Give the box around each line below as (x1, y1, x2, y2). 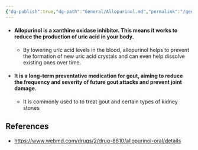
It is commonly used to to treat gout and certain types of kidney (22, 98, 178, 105)
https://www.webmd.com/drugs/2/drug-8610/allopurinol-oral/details (14, 137, 181, 144)
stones (22, 105, 40, 112)
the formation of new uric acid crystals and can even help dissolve (22, 53, 186, 60)
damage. (14, 85, 37, 92)
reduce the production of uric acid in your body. (14, 33, 134, 40)
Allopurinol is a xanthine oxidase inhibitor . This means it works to (14, 27, 178, 34)
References (5, 122, 49, 132)
